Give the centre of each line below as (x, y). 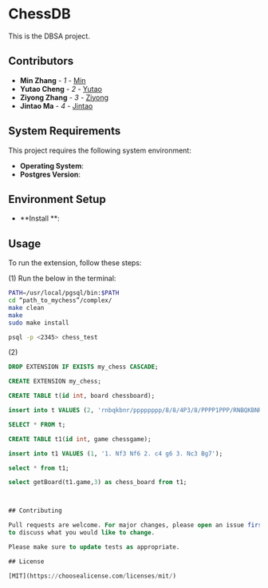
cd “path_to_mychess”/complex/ (60, 300)
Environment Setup (57, 199)
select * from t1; (39, 468)
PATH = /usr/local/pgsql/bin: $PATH (64, 293)
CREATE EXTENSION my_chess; (55, 381)
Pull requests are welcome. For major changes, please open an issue (126, 525)
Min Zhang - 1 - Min (53, 80)
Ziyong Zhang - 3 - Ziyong (64, 97)
